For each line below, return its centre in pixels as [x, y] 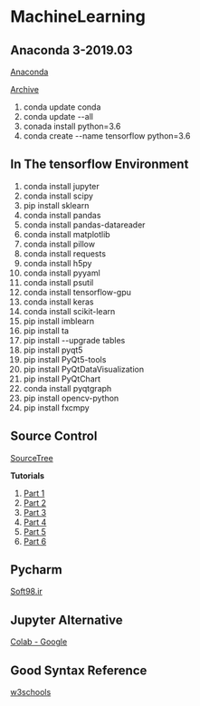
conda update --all [58, 116]
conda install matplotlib [67, 234]
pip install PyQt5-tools [65, 359]
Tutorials [27, 475]
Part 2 [35, 503]
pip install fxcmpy [56, 407]
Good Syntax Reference [79, 670]
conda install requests [65, 253]
